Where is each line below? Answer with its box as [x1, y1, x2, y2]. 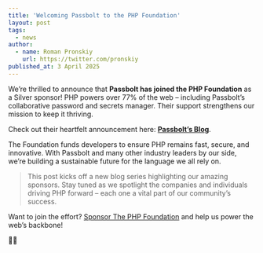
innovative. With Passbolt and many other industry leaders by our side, [8, 148, 237, 157]
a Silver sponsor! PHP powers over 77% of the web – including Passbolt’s [8, 92, 246, 102]
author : [8, 41, 34, 49]
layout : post [8, 19, 51, 27]
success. [27, 196, 57, 206]
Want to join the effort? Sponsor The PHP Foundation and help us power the [8, 211, 254, 221]
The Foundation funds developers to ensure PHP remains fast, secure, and [8, 139, 250, 149]
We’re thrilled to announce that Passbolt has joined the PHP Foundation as [8, 84, 252, 93]
